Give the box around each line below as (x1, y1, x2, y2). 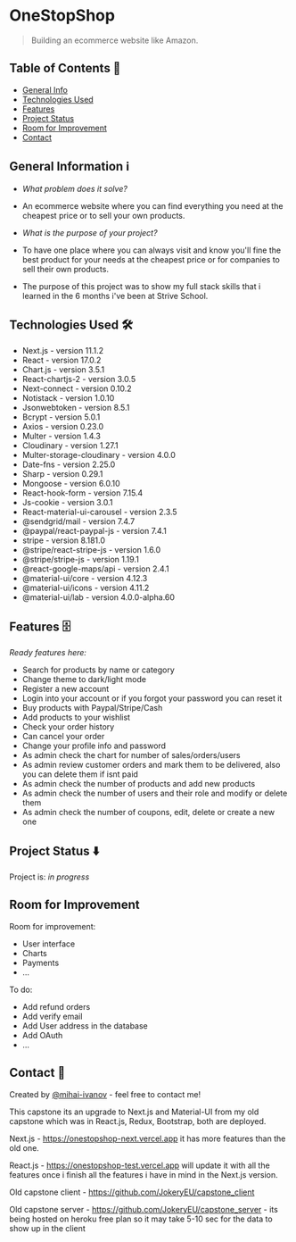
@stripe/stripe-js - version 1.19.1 (21, 554, 140, 565)
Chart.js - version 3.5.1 (21, 364, 105, 375)
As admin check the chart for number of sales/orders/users (21, 750, 241, 761)
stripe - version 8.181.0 (21, 535, 105, 546)
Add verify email (21, 1011, 83, 1021)
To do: (9, 984, 33, 995)
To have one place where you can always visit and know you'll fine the (21, 245, 282, 255)
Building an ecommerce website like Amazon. (30, 35, 199, 46)
